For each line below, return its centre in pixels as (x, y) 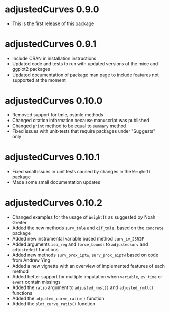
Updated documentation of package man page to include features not (85, 75)
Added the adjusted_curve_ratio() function (58, 298)
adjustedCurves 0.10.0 (54, 101)
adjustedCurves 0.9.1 (51, 44)
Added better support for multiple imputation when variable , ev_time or (87, 276)
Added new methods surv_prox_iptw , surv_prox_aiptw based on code (85, 255)
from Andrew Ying (31, 260)
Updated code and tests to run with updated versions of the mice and (85, 64)
